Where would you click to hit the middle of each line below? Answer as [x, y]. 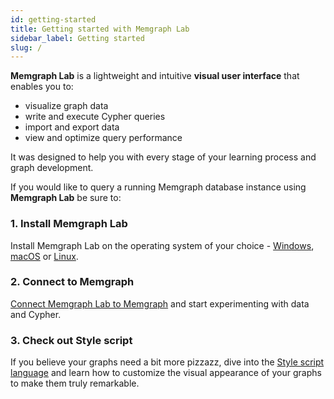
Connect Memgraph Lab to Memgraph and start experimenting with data [160, 303]
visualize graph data [66, 106]
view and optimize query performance [103, 138]
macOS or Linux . [44, 256]
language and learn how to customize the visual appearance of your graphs [166, 373]
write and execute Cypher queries [95, 117]
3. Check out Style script [71, 340]
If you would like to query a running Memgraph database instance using [158, 187]
